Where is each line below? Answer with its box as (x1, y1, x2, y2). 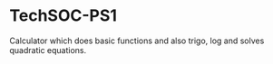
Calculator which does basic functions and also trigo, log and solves (9, 35, 265, 46)
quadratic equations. (9, 44, 87, 55)
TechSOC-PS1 (9, 5, 118, 26)
